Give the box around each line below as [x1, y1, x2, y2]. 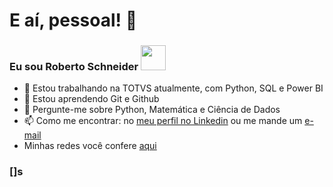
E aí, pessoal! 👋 [9, 9, 138, 32]
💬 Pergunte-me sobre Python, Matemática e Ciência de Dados [23, 104, 281, 116]
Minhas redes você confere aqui [23, 140, 157, 152]
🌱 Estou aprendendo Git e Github [23, 93, 160, 105]
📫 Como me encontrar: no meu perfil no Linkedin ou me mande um [23, 115, 303, 127]
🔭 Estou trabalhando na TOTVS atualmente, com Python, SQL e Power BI [23, 82, 324, 94]
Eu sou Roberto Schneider [9, 60, 139, 74]
